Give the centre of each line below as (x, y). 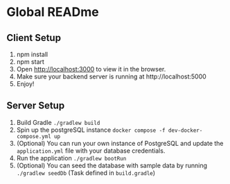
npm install (32, 54)
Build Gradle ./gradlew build (58, 122)
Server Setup (36, 106)
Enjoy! (25, 84)
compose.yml (34, 136)
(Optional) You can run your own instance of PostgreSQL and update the (120, 143)
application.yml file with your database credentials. (91, 151)
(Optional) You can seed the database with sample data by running (112, 165)
